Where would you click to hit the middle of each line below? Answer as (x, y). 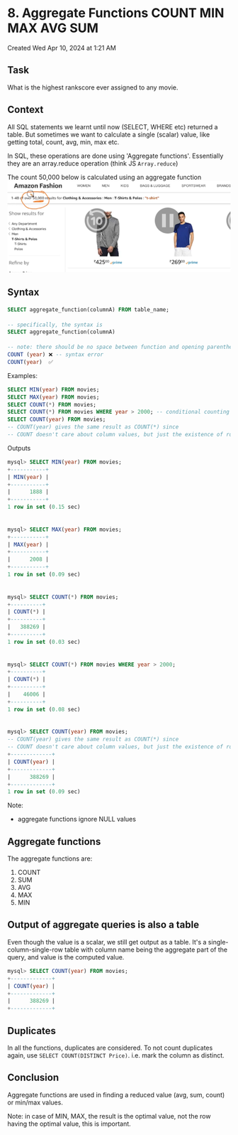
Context (25, 110)
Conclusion (33, 1078)
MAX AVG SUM (53, 28)
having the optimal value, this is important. (69, 1124)
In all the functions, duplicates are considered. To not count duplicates (110, 1048)
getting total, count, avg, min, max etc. (63, 142)
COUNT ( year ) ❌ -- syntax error (56, 355)
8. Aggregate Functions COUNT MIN (116, 13)
